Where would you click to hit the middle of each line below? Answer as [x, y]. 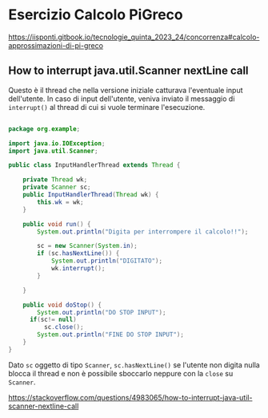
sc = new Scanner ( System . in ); [87, 246]
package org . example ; [44, 129]
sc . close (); [64, 327]
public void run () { [57, 224]
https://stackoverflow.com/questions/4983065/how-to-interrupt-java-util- [130, 397]
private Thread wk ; [55, 180]
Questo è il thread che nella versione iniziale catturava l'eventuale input [126, 90]
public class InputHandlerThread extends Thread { [94, 165]
